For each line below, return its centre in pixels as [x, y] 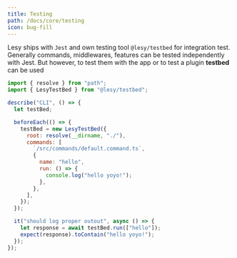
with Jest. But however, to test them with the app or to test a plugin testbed [118, 63]
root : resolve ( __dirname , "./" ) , [76, 135]
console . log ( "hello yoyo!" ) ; [89, 175]
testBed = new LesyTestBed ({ [64, 129]
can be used [26, 70]
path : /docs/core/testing [46, 21]
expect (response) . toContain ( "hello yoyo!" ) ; [87, 234]
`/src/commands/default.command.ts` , [89, 149]
